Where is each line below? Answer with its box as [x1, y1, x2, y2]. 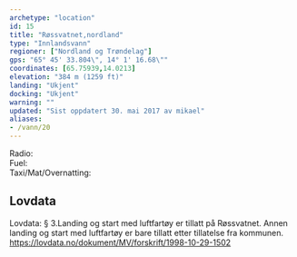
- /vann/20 [9, 124, 51, 133]
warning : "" [9, 97, 54, 107]
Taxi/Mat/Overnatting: [9, 167, 92, 178]
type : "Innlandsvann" [9, 38, 92, 48]
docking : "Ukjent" [9, 89, 79, 98]
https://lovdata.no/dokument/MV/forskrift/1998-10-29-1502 [9, 237, 232, 248]
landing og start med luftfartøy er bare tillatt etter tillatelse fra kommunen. [9, 227, 284, 238]
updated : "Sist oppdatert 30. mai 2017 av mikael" [9, 106, 205, 115]
